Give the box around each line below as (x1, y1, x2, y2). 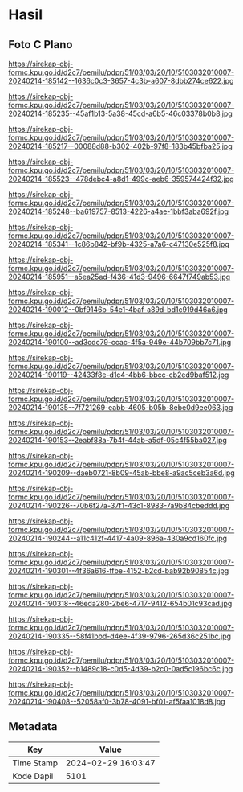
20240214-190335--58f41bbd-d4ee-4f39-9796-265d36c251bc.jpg (8, 631, 231, 641)
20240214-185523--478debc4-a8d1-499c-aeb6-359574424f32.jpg (8, 174, 234, 183)
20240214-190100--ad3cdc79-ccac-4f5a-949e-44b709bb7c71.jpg (8, 338, 231, 347)
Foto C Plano (8, 38, 73, 51)
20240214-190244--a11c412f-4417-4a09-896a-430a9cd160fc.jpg (8, 533, 227, 543)
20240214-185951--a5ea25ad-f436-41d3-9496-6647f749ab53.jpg (8, 272, 231, 281)
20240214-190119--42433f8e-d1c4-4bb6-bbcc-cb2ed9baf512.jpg (8, 370, 229, 380)
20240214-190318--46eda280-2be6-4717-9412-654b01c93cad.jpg (8, 599, 233, 608)
